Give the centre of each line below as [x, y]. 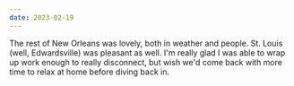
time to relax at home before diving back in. [90, 72]
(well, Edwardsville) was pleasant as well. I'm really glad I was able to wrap [147, 52]
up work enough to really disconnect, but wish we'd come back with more [146, 62]
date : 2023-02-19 [42, 17]
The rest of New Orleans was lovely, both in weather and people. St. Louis [146, 43]
